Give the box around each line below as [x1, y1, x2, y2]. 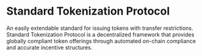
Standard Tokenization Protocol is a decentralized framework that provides [6, 30, 195, 38]
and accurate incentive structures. [6, 44, 93, 51]
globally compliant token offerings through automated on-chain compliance [6, 37, 197, 44]
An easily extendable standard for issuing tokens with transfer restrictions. [6, 24, 193, 32]
